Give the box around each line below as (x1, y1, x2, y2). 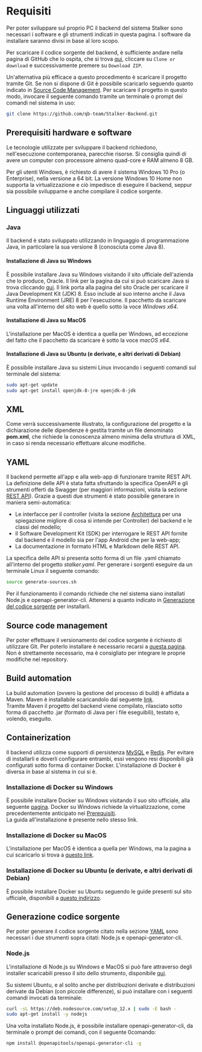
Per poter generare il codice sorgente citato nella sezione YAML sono (6, 927, 179, 935)
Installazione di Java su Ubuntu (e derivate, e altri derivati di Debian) (6, 350, 181, 358)
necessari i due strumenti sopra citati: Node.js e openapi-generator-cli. (6, 934, 183, 941)
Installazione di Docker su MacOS (6, 831, 107, 839)
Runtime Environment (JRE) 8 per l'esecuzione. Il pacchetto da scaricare (6, 296, 187, 304)
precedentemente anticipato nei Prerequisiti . (6, 809, 116, 817)
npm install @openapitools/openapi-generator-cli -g (6, 1041, 142, 1047)
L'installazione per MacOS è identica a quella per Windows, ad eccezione (6, 330, 189, 337)
